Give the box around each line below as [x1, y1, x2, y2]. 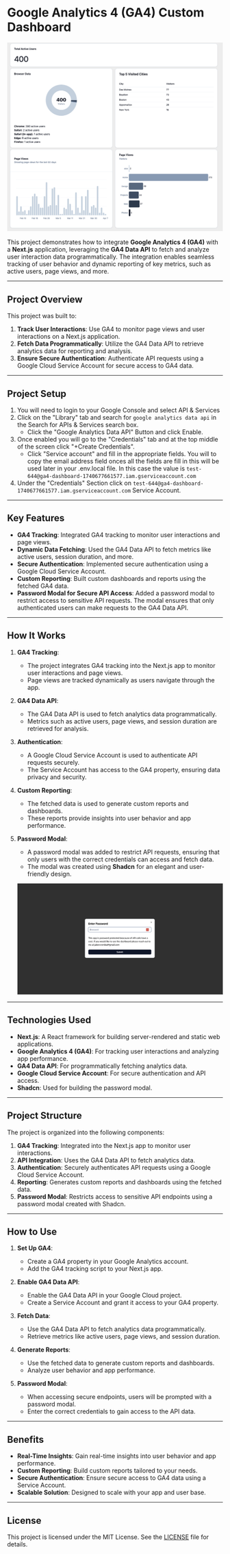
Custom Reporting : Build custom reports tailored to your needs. [16, 1466, 198, 1475]
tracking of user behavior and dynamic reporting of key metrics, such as [7, 260, 211, 268]
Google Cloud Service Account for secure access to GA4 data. [16, 361, 194, 370]
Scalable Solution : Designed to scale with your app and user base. [16, 1488, 207, 1496]
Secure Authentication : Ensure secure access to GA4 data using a [16, 1474, 207, 1482]
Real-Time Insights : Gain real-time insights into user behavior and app [16, 1452, 216, 1460]
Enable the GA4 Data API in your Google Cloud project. [27, 1291, 182, 1300]
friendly [27, 870, 49, 878]
